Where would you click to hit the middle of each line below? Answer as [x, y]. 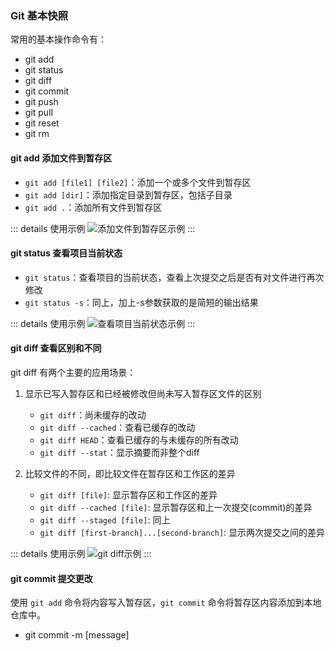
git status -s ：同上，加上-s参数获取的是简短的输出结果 [141, 302]
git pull [38, 113]
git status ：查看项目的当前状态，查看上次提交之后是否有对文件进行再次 [174, 277]
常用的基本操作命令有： [58, 39]
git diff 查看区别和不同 [56, 348]
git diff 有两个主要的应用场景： [73, 372]
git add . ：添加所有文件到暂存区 [93, 207]
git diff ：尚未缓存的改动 [93, 414]
